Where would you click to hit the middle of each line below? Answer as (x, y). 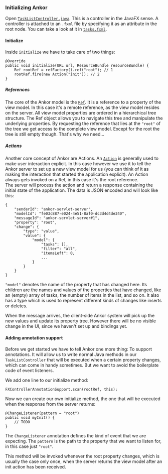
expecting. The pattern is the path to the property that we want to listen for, (83, 441)
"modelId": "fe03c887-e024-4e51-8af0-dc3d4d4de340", (70, 214)
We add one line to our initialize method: (47, 380)
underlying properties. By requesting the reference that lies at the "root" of (83, 124)
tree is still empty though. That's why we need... (55, 134)
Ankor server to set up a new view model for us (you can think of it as (77, 169)
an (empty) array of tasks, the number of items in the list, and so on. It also (82, 295)
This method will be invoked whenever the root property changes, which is (82, 456)
